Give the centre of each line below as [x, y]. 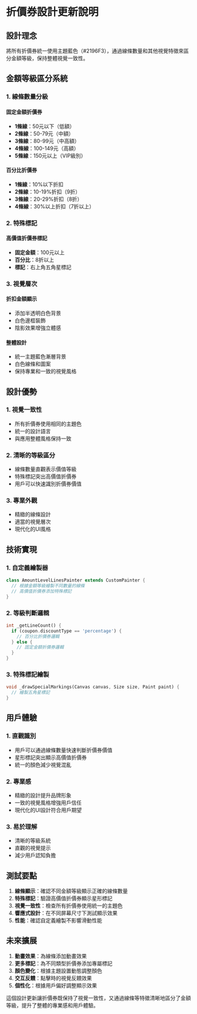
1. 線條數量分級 [27, 97]
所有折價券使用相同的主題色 [48, 424]
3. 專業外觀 [22, 501]
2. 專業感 [19, 782]
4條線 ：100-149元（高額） [47, 148]
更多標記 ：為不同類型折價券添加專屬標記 [63, 963]
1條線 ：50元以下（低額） [45, 126]
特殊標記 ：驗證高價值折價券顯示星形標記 [63, 899]
